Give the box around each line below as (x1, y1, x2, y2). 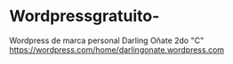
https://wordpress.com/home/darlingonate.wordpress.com (9, 44, 225, 54)
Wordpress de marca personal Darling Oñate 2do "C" (9, 35, 205, 46)
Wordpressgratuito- (9, 6, 160, 26)
